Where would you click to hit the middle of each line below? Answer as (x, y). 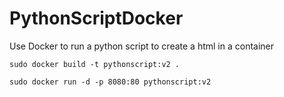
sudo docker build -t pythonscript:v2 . (95, 64)
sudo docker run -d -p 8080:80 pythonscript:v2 (110, 82)
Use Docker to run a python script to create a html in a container (142, 46)
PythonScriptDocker (96, 18)
